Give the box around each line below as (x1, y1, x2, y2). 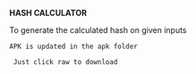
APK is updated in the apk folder (9, 42, 139, 51)
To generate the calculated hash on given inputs (9, 25, 187, 35)
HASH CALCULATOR (9, 8, 88, 18)
